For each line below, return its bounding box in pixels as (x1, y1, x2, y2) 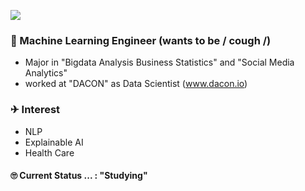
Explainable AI (24, 136, 84, 148)
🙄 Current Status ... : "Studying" (10, 170, 148, 182)
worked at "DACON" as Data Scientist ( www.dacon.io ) (24, 78, 248, 90)
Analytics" (24, 67, 68, 79)
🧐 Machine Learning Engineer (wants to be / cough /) (10, 33, 272, 47)
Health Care (24, 146, 75, 159)
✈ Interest (10, 103, 61, 117)
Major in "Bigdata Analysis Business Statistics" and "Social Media (24, 56, 295, 69)
